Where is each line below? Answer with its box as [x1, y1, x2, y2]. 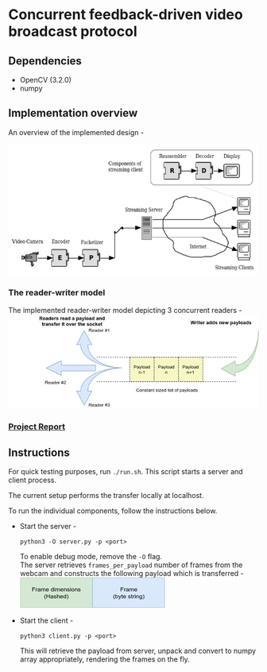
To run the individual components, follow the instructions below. [8, 506, 218, 516]
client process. [8, 475, 57, 485]
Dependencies [8, 54, 82, 68]
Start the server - [19, 522, 77, 531]
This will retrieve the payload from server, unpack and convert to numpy [19, 646, 257, 656]
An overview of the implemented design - [8, 127, 145, 137]
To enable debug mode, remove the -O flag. [19, 552, 163, 562]
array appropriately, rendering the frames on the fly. [19, 655, 191, 664]
